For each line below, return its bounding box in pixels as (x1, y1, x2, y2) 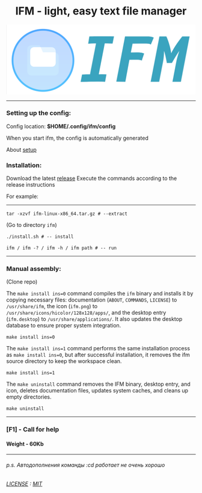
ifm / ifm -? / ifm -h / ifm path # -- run (6, 245, 117, 251)
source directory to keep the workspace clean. (6, 358, 122, 365)
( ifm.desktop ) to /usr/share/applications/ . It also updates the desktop (6, 315, 183, 323)
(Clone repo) (6, 278, 38, 285)
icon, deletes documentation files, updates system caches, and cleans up (6, 387, 188, 394)
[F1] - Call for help (6, 426, 60, 434)
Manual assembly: (6, 265, 61, 273)
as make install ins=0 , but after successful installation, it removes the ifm (6, 351, 191, 359)
